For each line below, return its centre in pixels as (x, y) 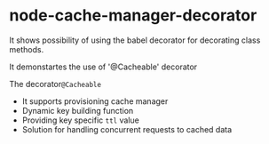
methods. (27, 49)
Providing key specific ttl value (80, 120)
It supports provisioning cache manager (95, 101)
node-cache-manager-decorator (133, 16)
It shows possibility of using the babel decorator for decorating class (135, 40)
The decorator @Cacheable (55, 84)
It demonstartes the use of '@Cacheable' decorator (103, 67)
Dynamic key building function (78, 110)
